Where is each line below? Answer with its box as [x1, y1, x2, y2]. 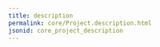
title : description [8, 11, 74, 20]
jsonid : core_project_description [8, 26, 124, 34]
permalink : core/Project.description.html [8, 19, 152, 27]
